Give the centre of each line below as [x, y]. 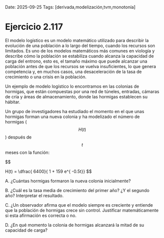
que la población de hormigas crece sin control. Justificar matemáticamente [82, 210]
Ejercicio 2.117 [34, 27]
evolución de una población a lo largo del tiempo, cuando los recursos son [80, 46]
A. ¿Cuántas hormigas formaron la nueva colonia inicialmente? [68, 181]
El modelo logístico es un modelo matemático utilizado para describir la [77, 40]
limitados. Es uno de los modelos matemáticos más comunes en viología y [80, 50]
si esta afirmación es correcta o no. [41, 215]
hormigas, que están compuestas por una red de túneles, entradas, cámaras [82, 91]
